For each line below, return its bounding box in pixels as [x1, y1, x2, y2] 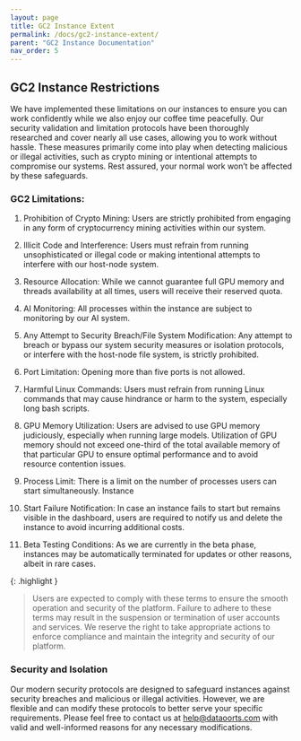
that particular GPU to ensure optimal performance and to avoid [22, 449, 259, 460]
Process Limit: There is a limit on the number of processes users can [22, 476, 277, 487]
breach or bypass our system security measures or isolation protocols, [22, 340, 285, 351]
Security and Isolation [10, 663, 108, 676]
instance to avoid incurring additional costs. [22, 522, 185, 533]
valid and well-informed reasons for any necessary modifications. [10, 721, 253, 732]
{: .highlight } [10, 576, 58, 587]
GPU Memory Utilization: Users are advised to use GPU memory [22, 421, 261, 432]
